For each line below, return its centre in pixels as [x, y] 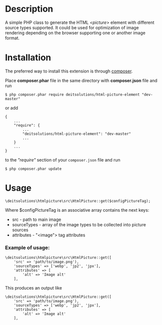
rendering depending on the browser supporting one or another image [75, 33]
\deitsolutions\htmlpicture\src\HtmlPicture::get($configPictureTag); [78, 201]
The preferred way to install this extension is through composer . [69, 71]
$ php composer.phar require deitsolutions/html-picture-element [72, 94]
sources [20, 230]
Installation [28, 58]
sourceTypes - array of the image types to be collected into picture [79, 224]
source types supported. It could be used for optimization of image [72, 27]
